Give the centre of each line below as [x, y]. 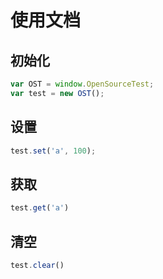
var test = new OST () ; [57, 93]
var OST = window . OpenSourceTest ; [82, 84]
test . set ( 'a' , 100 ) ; [53, 151]
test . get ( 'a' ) [40, 208]
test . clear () [37, 265]
